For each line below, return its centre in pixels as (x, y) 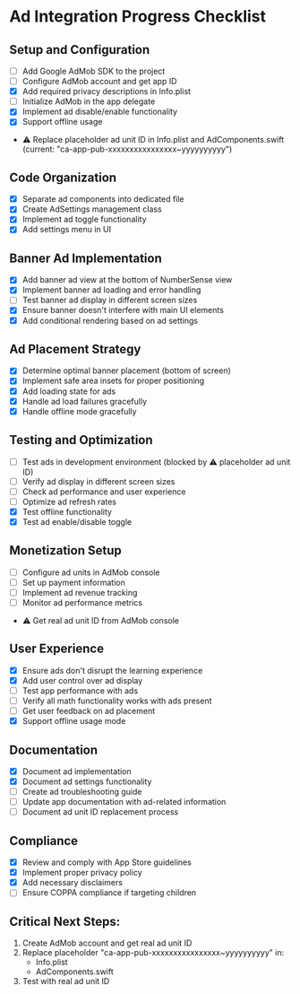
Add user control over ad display (82, 680)
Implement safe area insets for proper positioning (113, 381)
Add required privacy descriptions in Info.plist (106, 92)
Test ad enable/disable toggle (77, 521)
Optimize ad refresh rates (69, 501)
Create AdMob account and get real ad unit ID (107, 943)
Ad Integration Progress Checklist (138, 17)
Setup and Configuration (80, 50)
